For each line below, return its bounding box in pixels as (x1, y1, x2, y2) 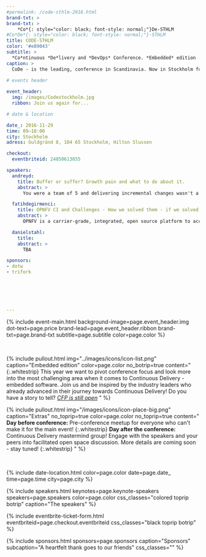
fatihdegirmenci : (12, 201, 56, 208)
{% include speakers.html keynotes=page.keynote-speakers (6, 487, 159, 494)
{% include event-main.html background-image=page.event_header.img (6, 317, 189, 325)
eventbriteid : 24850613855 (12, 156, 81, 163)
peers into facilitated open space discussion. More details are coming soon (6, 438, 196, 446)
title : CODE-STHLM (6, 37, 53, 44)
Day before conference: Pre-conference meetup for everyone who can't (6, 419, 191, 426)
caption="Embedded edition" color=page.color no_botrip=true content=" (6, 361, 191, 368)
